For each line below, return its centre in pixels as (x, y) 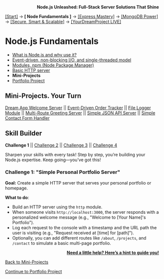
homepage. (17, 188)
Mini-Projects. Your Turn (43, 96)
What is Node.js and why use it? (44, 55)
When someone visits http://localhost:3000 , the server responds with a (85, 212)
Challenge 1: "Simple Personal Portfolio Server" (63, 172)
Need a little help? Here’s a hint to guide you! (113, 252)
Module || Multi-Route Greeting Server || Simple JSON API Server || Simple (80, 113)
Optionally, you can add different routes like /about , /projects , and (79, 238)
